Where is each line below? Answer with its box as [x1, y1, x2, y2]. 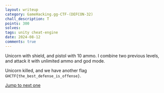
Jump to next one [5, 82, 41, 88]
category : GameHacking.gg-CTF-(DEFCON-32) [5, 12, 93, 17]
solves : [5, 26, 21, 31]
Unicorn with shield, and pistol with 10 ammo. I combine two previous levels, [5, 53, 160, 59]
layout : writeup [5, 7, 38, 12]
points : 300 [5, 21, 29, 26]
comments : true [5, 39, 36, 44]
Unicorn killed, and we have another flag [5, 67, 87, 73]
